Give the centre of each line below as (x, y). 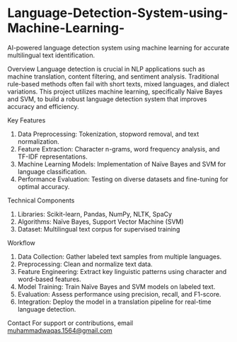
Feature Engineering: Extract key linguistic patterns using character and (122, 271)
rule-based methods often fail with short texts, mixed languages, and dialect (118, 84)
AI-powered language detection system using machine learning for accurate (118, 47)
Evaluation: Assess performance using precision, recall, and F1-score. (119, 294)
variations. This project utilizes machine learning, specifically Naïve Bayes (115, 91)
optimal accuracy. (44, 186)
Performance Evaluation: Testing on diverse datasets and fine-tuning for (123, 179)
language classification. (52, 171)
